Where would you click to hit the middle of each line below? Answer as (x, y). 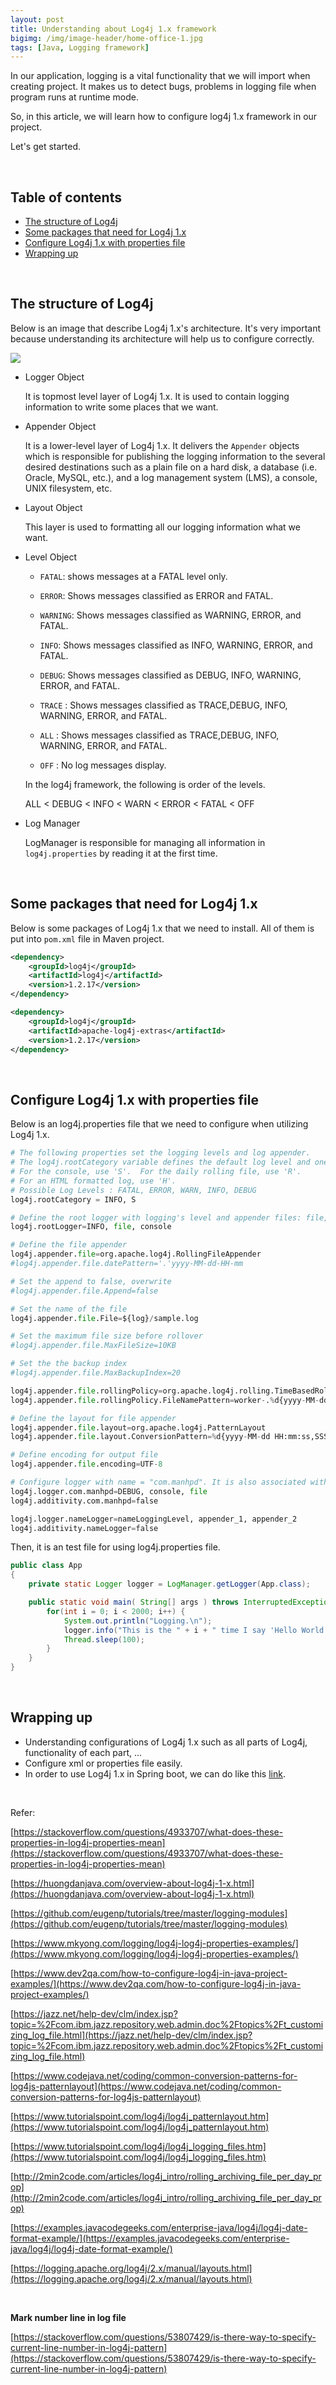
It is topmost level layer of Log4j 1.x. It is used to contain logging (157, 396)
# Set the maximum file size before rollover (106, 1336)
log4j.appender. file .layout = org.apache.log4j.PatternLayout (138, 1427)
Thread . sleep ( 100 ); (104, 1639)
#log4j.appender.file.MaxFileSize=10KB (93, 1346)
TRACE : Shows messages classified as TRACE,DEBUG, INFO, (163, 705)
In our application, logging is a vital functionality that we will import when (160, 76)
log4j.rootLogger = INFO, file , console (91, 1227)
